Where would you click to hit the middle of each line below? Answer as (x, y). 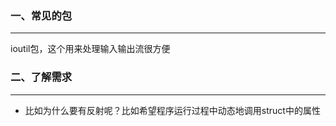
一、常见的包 (41, 15)
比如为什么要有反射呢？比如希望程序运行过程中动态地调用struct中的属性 (172, 110)
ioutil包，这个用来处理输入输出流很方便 (90, 49)
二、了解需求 (41, 77)
